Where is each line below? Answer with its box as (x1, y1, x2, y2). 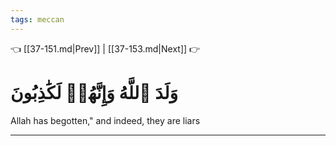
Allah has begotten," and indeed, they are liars (10, 114, 201, 126)
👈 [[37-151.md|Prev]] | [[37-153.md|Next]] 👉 (10, 42, 201, 55)
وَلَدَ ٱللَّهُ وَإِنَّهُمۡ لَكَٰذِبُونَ (10, 81, 179, 104)
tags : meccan (10, 14, 65, 25)
